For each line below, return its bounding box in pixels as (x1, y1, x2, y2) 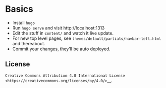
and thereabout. (12, 40, 46, 46)
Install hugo (12, 20, 35, 26)
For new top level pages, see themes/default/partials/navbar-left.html (12, 35, 162, 41)
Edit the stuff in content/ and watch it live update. (12, 30, 114, 36)
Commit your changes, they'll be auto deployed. (12, 46, 111, 52)
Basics (5, 3, 34, 15)
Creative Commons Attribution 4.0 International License (5, 73, 125, 78)
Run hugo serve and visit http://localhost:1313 (12, 25, 105, 30)
